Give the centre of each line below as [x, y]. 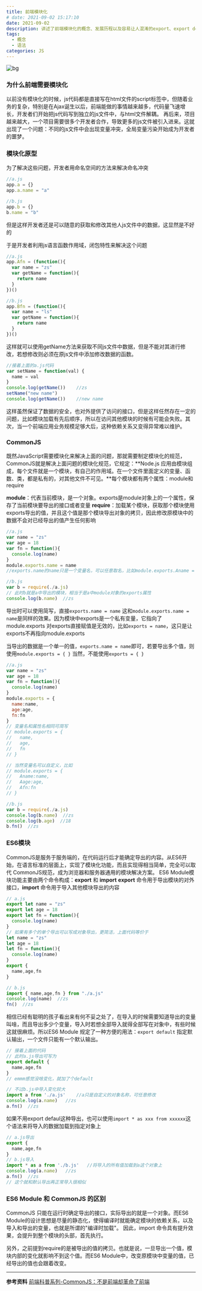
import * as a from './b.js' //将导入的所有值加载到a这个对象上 [84, 1165]
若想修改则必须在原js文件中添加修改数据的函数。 [77, 354]
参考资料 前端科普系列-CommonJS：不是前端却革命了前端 [78, 1282]
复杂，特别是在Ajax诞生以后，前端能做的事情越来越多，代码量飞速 [98, 106]
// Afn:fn [21, 788]
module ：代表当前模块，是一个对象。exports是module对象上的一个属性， [98, 498]
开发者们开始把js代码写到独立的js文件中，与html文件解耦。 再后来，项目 [106, 114]
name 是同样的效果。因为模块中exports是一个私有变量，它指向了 [84, 618]
